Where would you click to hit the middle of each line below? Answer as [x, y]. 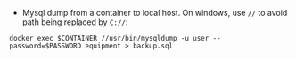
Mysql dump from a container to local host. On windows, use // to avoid [155, 13]
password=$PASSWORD [45, 46]
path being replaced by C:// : [75, 22]
